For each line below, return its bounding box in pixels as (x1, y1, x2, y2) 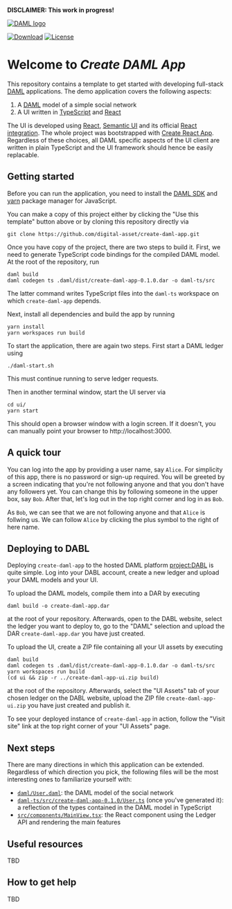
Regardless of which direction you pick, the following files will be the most (7, 768, 219, 776)
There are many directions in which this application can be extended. (7, 761, 204, 769)
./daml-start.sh (7, 362, 54, 369)
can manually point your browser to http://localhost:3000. (7, 426, 172, 435)
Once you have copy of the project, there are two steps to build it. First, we (7, 242, 221, 251)
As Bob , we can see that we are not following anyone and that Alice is (7, 508, 206, 516)
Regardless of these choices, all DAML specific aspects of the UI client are (7, 136, 220, 144)
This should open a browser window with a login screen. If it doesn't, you (7, 419, 216, 428)
